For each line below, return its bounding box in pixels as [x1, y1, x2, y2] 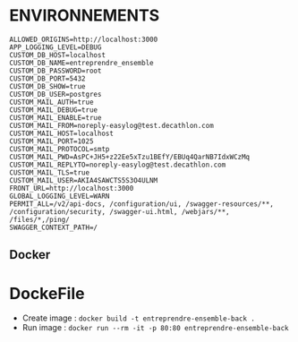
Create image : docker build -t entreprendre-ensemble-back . [21, 312, 255, 323]
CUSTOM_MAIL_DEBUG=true [9, 105, 98, 115]
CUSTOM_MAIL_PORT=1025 [9, 136, 94, 146]
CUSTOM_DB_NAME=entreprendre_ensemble [9, 58, 154, 67]
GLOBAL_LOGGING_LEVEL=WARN [9, 192, 110, 201]
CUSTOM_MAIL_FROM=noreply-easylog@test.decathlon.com [9, 121, 215, 130]
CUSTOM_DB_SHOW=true [9, 81, 87, 90]
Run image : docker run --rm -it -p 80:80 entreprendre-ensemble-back [21, 322, 289, 333]
